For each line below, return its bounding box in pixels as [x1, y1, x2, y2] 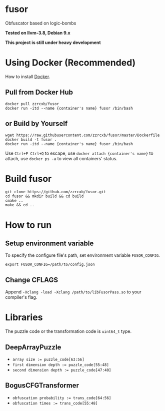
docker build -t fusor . [5, 137, 57, 142]
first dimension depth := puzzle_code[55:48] [12, 362, 109, 367]
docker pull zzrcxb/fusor [5, 101, 59, 106]
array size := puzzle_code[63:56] [12, 357, 84, 362]
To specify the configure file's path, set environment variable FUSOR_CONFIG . [5, 252, 160, 258]
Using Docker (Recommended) [5, 57, 136, 69]
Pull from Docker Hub [5, 88, 73, 97]
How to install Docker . [5, 74, 50, 80]
